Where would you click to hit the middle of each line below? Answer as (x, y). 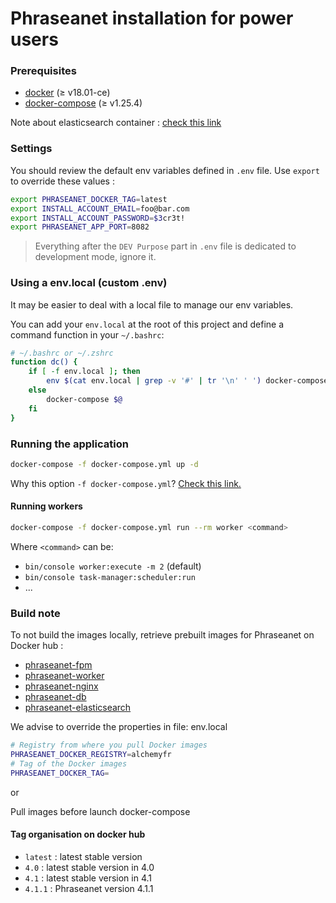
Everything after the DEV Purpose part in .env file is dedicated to (165, 246)
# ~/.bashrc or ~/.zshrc (62, 353)
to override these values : (62, 181)
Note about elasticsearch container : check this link (116, 123)
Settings (31, 149)
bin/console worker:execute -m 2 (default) (113, 566)
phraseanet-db (55, 697)
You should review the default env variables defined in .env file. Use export (165, 170)
